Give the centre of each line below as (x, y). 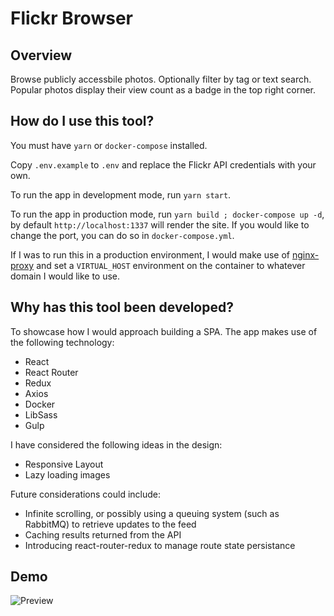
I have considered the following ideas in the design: (116, 444)
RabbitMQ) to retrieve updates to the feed (110, 524)
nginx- (305, 254)
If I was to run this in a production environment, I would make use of (150, 254)
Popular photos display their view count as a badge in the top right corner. (163, 90)
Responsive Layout (64, 464)
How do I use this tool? (82, 121)
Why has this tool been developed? (122, 307)
